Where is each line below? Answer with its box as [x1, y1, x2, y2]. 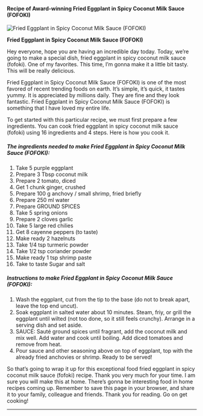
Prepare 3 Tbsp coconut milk [15, 171, 88, 178]
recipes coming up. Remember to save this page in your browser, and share [7, 385, 195, 392]
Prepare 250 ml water [15, 197, 70, 204]
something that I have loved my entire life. [7, 104, 111, 112]
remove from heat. [15, 341, 62, 348]
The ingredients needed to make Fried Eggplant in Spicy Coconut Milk [7, 142, 186, 150]
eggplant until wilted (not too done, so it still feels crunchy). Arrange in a [15, 315, 195, 323]
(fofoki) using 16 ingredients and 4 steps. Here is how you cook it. [7, 129, 170, 136]
